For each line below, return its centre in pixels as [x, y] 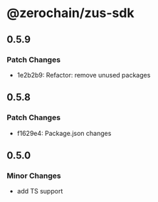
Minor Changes [34, 176]
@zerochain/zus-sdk [70, 13]
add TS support [40, 191]
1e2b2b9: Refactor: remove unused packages [84, 75]
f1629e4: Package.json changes [64, 133]
